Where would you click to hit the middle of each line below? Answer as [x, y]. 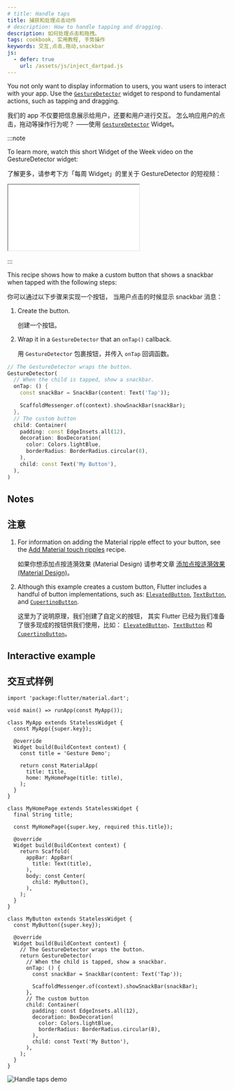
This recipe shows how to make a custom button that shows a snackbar [110, 275]
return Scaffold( [45, 851]
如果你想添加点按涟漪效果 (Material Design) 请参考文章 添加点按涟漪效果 [121, 564]
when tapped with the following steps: [62, 282]
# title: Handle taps [39, 14]
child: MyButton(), [61, 882]
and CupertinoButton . [48, 601]
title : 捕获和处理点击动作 [42, 20]
